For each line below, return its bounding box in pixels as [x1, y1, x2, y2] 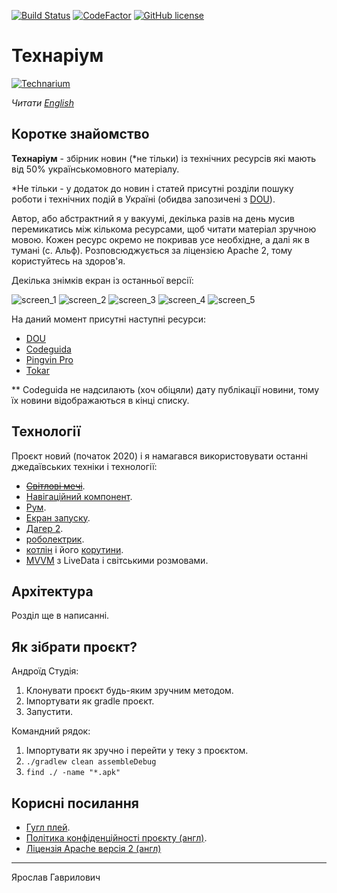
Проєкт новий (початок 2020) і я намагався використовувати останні [11, 450, 308, 462]
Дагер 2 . [25, 522, 64, 534]
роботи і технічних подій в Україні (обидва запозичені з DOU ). [11, 193, 276, 205]
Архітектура [11, 583, 94, 600]
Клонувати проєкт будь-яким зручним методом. [25, 685, 234, 697]
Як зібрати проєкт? [11, 638, 138, 655]
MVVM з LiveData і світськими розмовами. [25, 554, 209, 566]
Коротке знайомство [11, 126, 150, 143]
